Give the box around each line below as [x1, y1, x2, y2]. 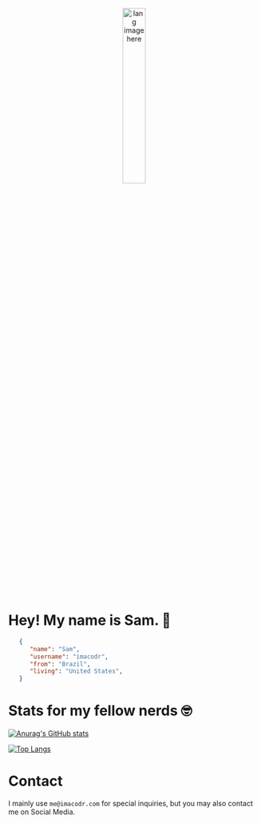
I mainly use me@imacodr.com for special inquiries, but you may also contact [8, 799, 254, 809]
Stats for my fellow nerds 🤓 [8, 702, 193, 720]
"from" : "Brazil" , [29, 660, 91, 668]
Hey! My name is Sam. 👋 [8, 611, 172, 630]
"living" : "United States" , [29, 667, 124, 675]
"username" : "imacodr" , [29, 652, 109, 661]
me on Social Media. [8, 807, 76, 817]
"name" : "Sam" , [29, 645, 81, 653]
